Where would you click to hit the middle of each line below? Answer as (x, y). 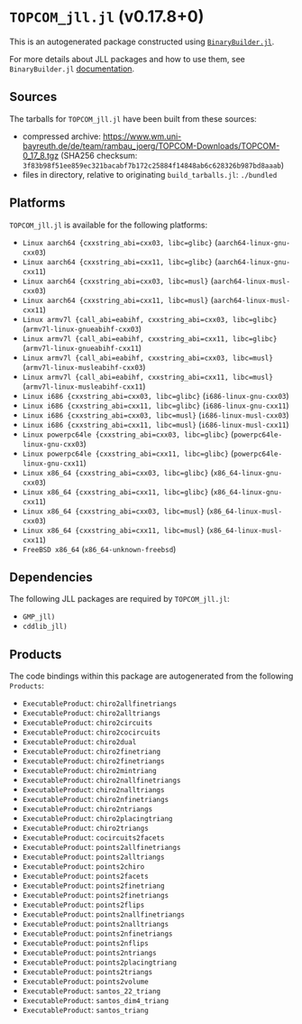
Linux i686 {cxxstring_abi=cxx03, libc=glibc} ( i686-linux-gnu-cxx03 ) (156, 395)
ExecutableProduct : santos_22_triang (92, 991)
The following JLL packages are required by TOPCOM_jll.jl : (119, 599)
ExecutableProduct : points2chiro (83, 866)
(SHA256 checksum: (99, 155)
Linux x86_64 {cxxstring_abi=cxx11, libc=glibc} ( (118, 491)
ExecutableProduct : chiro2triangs (85, 828)
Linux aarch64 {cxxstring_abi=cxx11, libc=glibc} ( (120, 261)
